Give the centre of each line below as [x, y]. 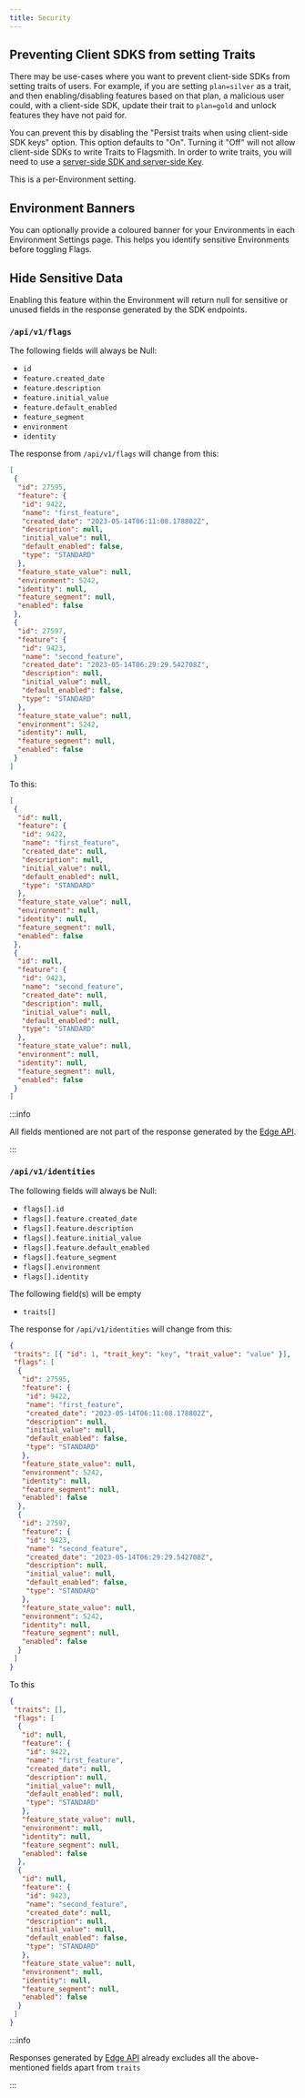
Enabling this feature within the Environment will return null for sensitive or [149, 300]
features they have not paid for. [68, 116]
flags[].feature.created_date [80, 1219]
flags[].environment [61, 1267]
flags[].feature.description [78, 1228]
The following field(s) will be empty [76, 1293]
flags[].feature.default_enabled [86, 1248]
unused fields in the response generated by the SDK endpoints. [128, 309]
